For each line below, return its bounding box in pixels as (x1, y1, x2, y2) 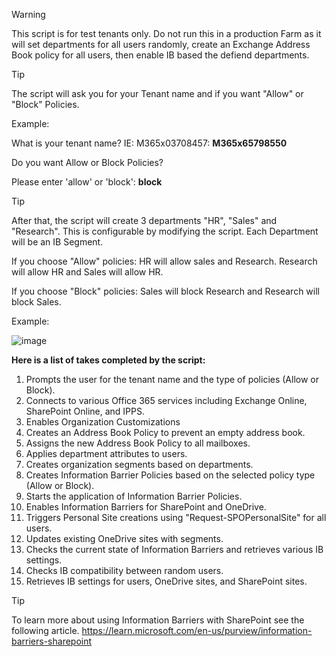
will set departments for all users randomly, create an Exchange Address (11, 39, 311, 50)
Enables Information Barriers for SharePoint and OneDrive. (25, 501, 267, 513)
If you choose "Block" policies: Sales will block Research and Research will (11, 285, 320, 297)
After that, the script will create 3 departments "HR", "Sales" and (11, 215, 278, 226)
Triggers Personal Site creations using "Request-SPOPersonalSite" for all (25, 512, 327, 523)
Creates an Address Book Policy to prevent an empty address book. (25, 427, 306, 438)
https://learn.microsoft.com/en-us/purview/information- (81, 625, 313, 636)
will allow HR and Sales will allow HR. (11, 266, 164, 278)
